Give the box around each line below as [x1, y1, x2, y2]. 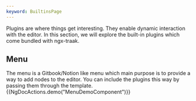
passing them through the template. [6, 82, 93, 89]
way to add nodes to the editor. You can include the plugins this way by [6, 76, 180, 83]
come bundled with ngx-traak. [6, 37, 80, 44]
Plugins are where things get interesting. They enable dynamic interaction [6, 25, 186, 32]
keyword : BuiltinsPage [6, 8, 62, 15]
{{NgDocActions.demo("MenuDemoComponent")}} [6, 89, 131, 96]
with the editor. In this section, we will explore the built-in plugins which [6, 31, 180, 38]
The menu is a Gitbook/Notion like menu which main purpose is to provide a [6, 70, 191, 77]
